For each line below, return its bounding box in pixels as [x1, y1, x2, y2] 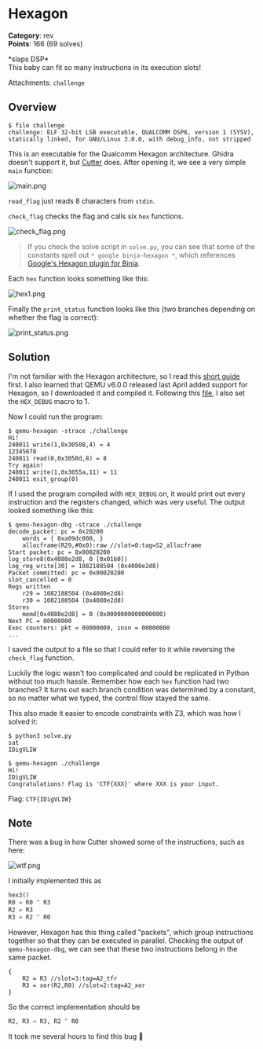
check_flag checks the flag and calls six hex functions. [8, 211, 184, 221]
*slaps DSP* [8, 54, 49, 64]
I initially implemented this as [8, 876, 102, 886]
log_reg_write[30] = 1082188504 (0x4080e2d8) [8, 562, 159, 570]
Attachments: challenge [8, 78, 85, 87]
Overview [8, 101, 57, 114]
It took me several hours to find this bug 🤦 [8, 1031, 144, 1041]
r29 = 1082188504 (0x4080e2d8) [22, 589, 125, 597]
